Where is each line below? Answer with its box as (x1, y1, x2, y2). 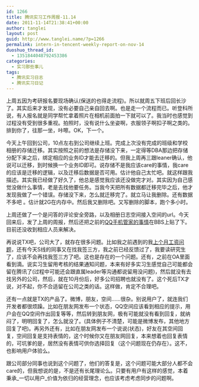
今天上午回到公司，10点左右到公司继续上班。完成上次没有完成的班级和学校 (6, 140, 188, 146)
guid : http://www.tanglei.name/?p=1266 (6, 36, 105, 42)
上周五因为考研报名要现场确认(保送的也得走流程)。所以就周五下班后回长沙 (6, 97, 187, 104)
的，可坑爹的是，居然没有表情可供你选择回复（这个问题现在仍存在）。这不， (6, 340, 191, 347)
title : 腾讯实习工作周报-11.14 (6, 14, 76, 20)
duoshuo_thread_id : (6, 47, 54, 53)
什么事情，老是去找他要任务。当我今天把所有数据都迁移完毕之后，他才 (21, 184, 193, 191)
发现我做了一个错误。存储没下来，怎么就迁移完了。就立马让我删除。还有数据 (6, 191, 193, 198)
